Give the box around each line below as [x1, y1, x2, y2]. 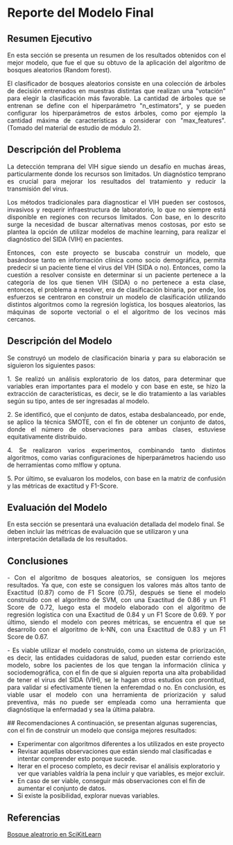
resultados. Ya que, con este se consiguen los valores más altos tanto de [7, 581, 226, 590]
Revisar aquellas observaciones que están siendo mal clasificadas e [17, 747, 212, 756]
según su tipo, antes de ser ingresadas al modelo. [7, 397, 150, 405]
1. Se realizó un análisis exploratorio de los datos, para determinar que [7, 374, 226, 383]
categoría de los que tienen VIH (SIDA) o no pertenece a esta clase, [7, 278, 226, 286]
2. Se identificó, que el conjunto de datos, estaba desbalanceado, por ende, [7, 410, 226, 418]
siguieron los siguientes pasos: [7, 361, 96, 370]
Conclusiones [7, 555, 69, 567]
